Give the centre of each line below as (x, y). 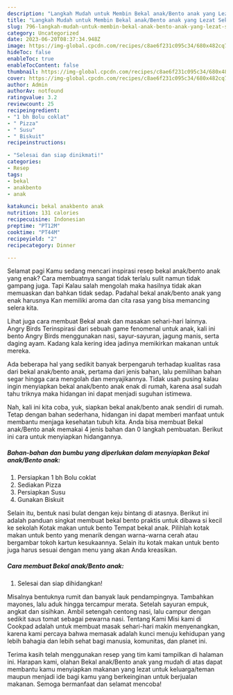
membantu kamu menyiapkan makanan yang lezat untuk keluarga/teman (111, 669)
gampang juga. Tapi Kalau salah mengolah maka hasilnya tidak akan (104, 286)
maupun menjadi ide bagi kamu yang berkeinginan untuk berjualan (102, 677)
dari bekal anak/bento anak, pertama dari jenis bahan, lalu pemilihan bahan (114, 371)
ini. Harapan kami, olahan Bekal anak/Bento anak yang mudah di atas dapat (115, 662)
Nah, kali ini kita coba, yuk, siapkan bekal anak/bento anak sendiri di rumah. (115, 408)
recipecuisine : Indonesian (46, 219)
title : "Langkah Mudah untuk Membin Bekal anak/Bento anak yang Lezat (111, 20)
